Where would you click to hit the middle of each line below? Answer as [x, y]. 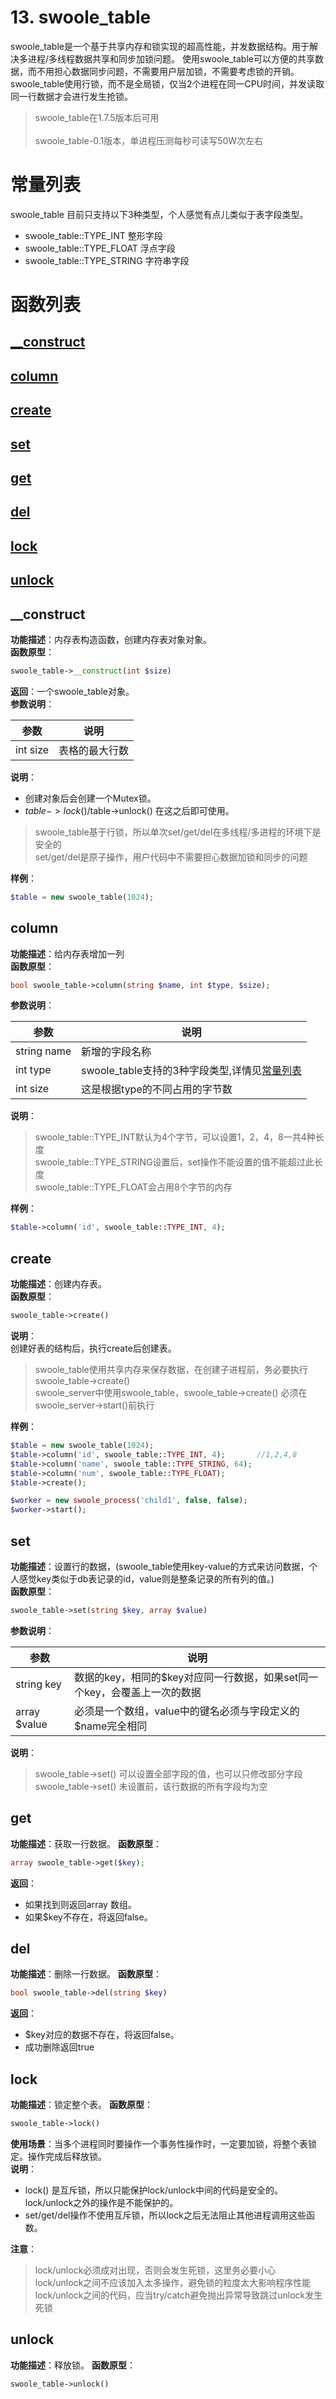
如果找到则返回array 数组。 [80, 1904]
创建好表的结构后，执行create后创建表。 [93, 1348]
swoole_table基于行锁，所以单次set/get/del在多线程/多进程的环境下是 [178, 832]
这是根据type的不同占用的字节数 [157, 1089]
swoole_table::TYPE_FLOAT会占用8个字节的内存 [133, 1187]
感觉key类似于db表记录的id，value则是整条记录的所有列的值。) [146, 1578]
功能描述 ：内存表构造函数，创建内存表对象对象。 [111, 639]
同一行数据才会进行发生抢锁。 [71, 96]
